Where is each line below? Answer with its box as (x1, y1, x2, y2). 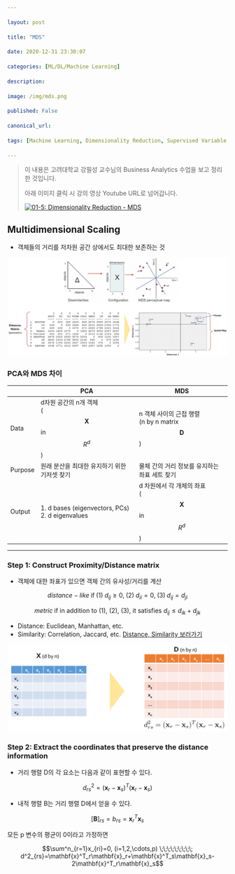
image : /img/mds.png (7, 93, 68, 100)
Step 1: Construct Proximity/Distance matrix (7, 560, 159, 570)
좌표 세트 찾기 (138, 470, 176, 478)
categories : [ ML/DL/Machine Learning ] (7, 63, 120, 70)
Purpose (10, 466, 35, 474)
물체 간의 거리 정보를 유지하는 (138, 462, 219, 470)
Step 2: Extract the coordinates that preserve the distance (7, 742, 208, 752)
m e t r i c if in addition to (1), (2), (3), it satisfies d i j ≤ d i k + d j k (34, 607, 201, 617)
